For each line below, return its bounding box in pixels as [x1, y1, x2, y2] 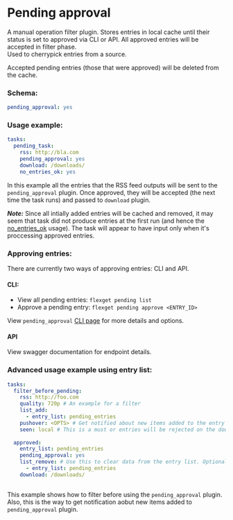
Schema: [7, 88, 38, 98]
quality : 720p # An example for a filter [19, 401, 141, 408]
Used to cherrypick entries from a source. [7, 50, 127, 58]
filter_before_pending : [13, 387, 82, 394]
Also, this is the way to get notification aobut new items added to [7, 498, 193, 506]
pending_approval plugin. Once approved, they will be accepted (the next [7, 188, 216, 196]
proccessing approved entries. [7, 231, 95, 240]
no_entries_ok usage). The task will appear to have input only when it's [7, 224, 209, 232]
